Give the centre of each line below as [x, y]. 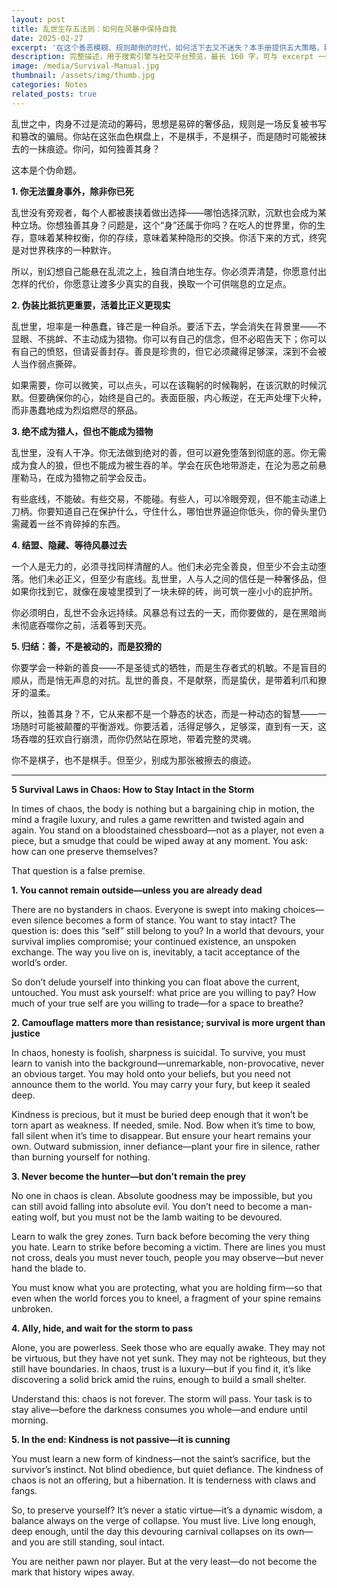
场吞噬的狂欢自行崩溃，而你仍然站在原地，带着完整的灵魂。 [134, 738]
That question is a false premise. [78, 870]
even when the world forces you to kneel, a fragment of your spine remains [166, 1298]
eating [24, 1217]
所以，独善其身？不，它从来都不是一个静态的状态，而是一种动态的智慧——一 [169, 713]
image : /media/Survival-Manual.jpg [85, 66]
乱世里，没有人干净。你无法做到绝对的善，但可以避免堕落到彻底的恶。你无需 [169, 452]
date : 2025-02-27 [47, 38]
